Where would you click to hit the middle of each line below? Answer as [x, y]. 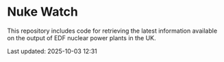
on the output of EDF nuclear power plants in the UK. [82, 37]
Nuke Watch [43, 12]
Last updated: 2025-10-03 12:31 [52, 51]
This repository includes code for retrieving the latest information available [112, 31]
